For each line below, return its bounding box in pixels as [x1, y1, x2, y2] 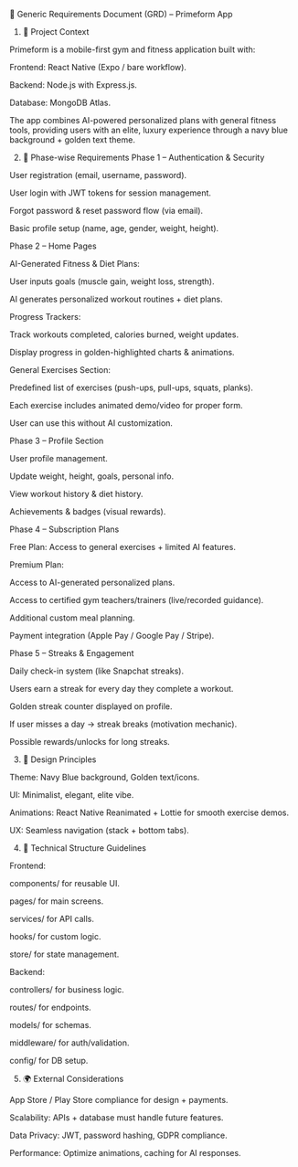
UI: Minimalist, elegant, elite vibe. [9, 790, 134, 800]
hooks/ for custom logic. [9, 931, 101, 941]
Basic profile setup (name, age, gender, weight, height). [9, 223, 219, 233]
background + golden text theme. [9, 134, 135, 145]
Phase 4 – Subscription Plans [9, 524, 120, 535]
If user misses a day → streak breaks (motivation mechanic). [9, 718, 238, 729]
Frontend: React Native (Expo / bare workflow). [9, 62, 187, 72]
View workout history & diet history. [9, 489, 144, 499]
